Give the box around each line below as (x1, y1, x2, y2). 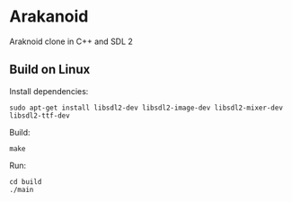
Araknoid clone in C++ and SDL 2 (9, 36, 133, 47)
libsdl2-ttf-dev (9, 110, 70, 120)
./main (9, 185, 34, 194)
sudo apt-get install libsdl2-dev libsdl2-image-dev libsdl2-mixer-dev (9, 103, 283, 112)
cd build (9, 177, 42, 186)
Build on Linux (9, 62, 91, 77)
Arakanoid (9, 6, 89, 27)
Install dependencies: (9, 85, 89, 96)
